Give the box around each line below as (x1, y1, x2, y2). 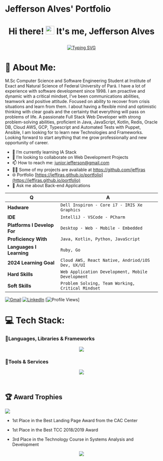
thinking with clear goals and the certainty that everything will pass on (5, 109, 146, 115)
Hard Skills (7, 271, 33, 278)
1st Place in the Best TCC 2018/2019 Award (12, 427, 98, 433)
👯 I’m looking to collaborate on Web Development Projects (12, 154, 129, 160)
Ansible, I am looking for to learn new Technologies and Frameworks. (5, 130, 143, 136)
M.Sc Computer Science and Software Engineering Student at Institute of (5, 78, 151, 84)
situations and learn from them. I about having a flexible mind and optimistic (5, 103, 157, 110)
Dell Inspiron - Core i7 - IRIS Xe (60, 203, 143, 208)
